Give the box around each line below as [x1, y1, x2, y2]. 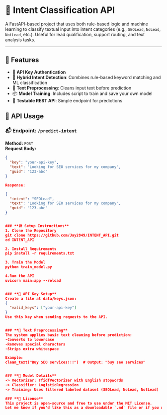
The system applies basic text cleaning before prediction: [5, 332, 133, 337]
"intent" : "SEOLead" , [9, 196, 55, 201]
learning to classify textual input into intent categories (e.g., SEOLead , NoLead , [5, 26, 161, 32]
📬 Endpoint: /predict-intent [5, 127, 77, 134]
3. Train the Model [5, 260, 46, 265]
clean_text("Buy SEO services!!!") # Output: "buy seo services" [5, 360, 146, 365]
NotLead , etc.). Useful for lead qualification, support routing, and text [5, 31, 145, 37]
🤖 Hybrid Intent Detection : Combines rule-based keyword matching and [12, 74, 161, 80]
